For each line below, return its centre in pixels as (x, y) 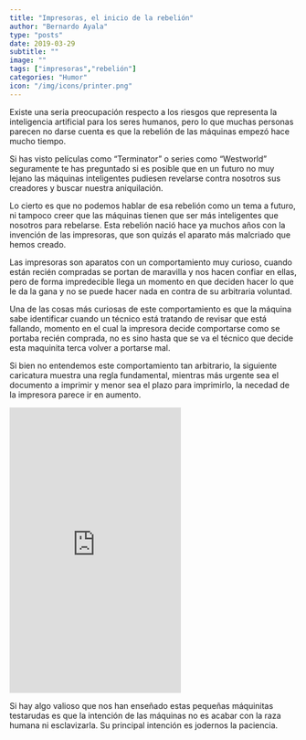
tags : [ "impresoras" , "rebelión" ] (73, 69)
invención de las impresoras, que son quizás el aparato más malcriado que (150, 235)
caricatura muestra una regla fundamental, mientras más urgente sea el (144, 375)
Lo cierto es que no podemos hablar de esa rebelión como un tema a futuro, (153, 206)
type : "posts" (37, 35)
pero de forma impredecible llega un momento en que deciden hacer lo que (152, 281)
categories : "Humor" (49, 78)
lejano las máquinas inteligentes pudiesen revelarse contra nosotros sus (145, 178)
